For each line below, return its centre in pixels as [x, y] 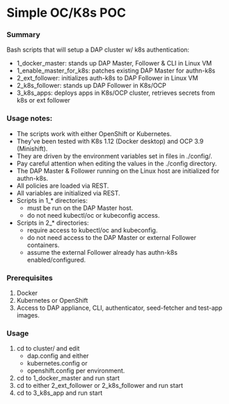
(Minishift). [32, 149]
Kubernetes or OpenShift [52, 301]
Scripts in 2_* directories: [53, 223]
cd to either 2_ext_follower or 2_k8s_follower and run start [100, 386]
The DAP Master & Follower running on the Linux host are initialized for [118, 171]
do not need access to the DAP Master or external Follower [111, 237]
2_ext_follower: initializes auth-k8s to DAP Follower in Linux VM [107, 78]
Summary [24, 35]
